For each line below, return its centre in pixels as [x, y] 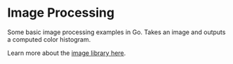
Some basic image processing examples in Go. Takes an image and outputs [116, 32]
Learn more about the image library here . [67, 53]
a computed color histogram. [49, 39]
